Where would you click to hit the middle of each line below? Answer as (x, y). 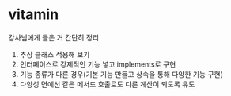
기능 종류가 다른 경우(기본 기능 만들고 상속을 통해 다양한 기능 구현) (121, 74)
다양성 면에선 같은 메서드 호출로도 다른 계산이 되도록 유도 (107, 84)
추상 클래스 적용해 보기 (55, 54)
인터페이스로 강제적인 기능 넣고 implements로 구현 (98, 64)
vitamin (34, 15)
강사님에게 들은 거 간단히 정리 (54, 37)
